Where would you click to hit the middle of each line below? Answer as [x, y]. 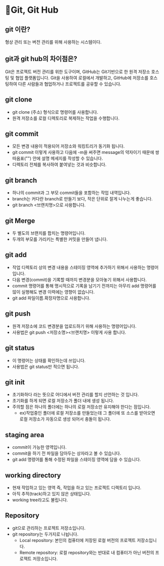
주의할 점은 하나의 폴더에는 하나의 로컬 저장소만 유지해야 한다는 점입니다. [81, 407]
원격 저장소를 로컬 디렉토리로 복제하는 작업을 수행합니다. [66, 118]
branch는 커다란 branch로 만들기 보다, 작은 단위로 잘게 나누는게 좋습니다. [82, 199]
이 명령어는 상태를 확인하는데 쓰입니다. [49, 360]
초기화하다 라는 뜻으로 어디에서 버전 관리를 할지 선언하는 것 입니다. [75, 394]
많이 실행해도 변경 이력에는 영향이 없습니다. [53, 292]
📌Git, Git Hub [32, 10]
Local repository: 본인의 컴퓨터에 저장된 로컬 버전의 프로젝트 [78, 540]
